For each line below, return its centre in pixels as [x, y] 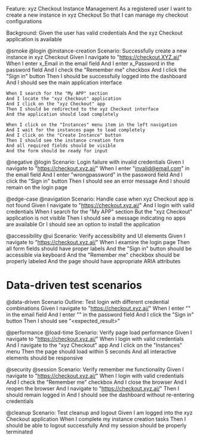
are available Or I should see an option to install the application [83, 224]
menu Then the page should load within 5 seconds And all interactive [91, 351]
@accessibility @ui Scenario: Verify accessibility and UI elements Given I [96, 236]
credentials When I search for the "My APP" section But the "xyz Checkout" [99, 212]
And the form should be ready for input [57, 151]
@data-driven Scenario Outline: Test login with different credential [87, 301]
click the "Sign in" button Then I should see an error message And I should [98, 181]
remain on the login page [37, 187]
